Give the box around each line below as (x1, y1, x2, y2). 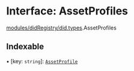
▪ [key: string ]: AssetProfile (6, 57, 78, 64)
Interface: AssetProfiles (6, 4, 128, 18)
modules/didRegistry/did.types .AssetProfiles (6, 24, 117, 31)
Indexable (6, 42, 44, 52)
